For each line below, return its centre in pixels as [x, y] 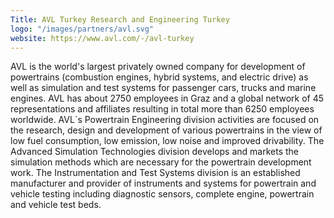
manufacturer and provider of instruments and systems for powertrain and [163, 183]
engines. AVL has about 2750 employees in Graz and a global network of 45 [167, 98]
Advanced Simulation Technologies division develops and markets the [155, 152]
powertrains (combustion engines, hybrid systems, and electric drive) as [159, 77]
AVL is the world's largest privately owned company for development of [158, 67]
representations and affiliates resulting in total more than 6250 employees [162, 109]
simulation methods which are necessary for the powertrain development [161, 162]
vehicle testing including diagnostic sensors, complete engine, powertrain [162, 194]
